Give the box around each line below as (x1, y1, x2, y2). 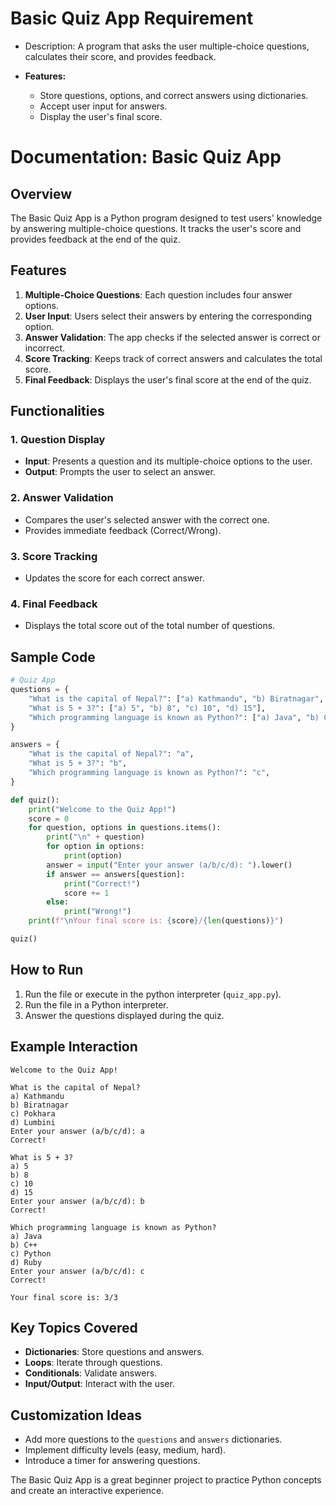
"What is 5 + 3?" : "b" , (28, 758, 128, 769)
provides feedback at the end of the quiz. (10, 233, 181, 245)
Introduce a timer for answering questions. (24, 1455, 201, 1467)
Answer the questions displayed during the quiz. (24, 1009, 225, 1021)
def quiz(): (10, 795, 60, 805)
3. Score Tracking (10, 549, 98, 563)
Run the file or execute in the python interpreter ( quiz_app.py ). (24, 988, 282, 1000)
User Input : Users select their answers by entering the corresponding (24, 310, 313, 322)
